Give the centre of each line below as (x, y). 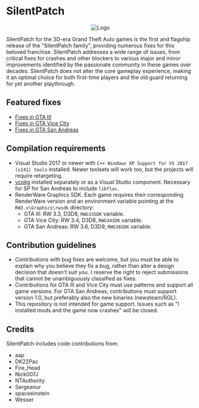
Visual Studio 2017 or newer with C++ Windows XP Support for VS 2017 (101, 163)
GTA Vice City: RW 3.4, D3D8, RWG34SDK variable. (83, 220)
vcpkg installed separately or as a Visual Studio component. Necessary (102, 182)
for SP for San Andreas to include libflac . (67, 188)
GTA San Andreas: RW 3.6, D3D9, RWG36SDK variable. (88, 226)
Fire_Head (27, 368)
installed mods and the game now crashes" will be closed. (86, 310)
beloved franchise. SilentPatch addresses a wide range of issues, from (93, 51)
